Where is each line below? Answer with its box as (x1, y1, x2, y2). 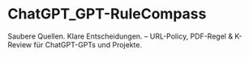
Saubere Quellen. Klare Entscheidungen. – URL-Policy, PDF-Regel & (7, 31, 233, 41)
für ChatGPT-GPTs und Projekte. (33, 39, 143, 49)
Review (7, 39, 32, 49)
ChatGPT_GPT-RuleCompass (7, 5, 207, 23)
